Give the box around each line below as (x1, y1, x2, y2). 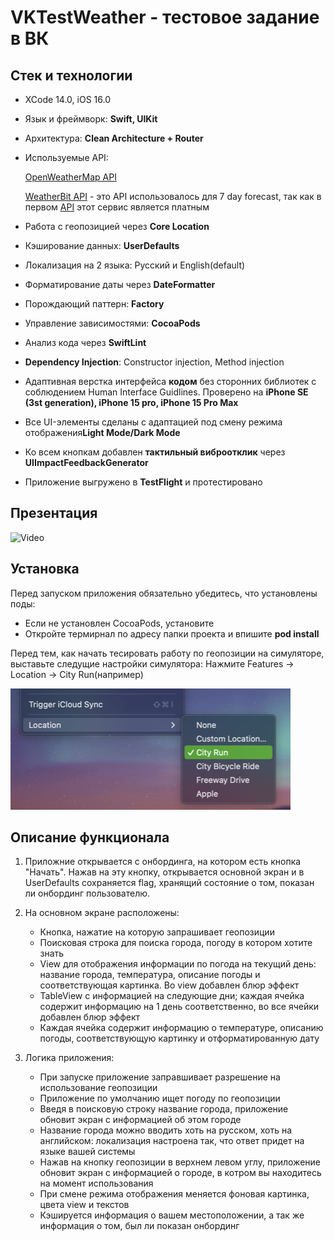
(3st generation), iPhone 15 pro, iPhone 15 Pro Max (24, 397, 239, 408)
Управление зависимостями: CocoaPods (24, 317, 201, 329)
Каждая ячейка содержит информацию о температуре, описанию (39, 1022, 324, 1034)
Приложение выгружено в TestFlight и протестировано (24, 476, 263, 488)
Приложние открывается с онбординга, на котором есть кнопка (24, 856, 302, 868)
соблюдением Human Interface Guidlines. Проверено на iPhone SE (24, 386, 309, 398)
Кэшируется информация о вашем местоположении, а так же (39, 1209, 305, 1221)
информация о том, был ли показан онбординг (39, 1220, 240, 1232)
